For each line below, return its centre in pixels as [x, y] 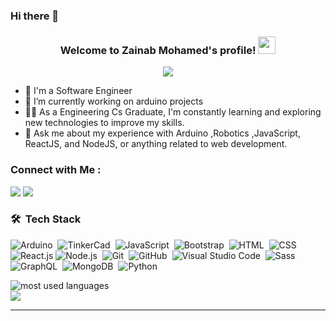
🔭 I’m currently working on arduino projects [114, 101]
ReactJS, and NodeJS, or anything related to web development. [156, 144]
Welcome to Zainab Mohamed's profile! [158, 50]
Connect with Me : [56, 170]
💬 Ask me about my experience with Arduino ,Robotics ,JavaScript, [162, 133]
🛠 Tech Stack [46, 219]
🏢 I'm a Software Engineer [78, 91]
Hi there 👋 [35, 16]
